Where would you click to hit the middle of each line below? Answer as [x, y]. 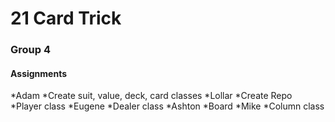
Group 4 [31, 50]
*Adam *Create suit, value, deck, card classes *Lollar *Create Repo [151, 96]
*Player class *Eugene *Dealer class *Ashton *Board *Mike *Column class [167, 106]
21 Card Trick [66, 18]
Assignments [39, 73]
